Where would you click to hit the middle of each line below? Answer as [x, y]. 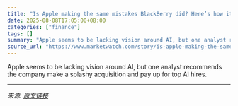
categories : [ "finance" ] [44, 27]
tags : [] [20, 34]
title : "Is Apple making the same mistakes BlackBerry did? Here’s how [115, 14]
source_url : [25, 47]
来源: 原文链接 [28, 95]
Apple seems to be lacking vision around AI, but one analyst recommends [115, 67]
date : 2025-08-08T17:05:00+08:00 [57, 20]
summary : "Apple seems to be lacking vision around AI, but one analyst [117, 40]
